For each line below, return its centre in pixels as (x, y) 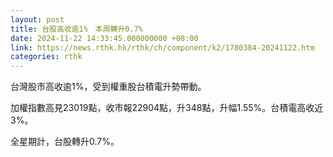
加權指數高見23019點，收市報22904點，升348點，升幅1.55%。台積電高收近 (167, 108)
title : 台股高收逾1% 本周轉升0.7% (76, 29)
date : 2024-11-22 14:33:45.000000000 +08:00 (104, 38)
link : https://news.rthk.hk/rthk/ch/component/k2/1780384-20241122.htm (162, 47)
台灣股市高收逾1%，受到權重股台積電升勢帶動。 (108, 87)
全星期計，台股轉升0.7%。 (65, 142)
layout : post (37, 19)
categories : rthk (46, 57)
